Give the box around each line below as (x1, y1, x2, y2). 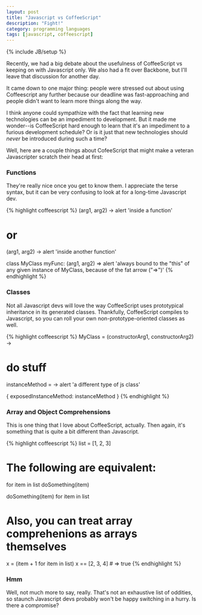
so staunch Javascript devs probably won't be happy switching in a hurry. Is (6, 596, 197, 603)
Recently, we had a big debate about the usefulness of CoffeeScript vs (6, 60, 183, 67)
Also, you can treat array (6, 514, 133, 528)
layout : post (6, 8, 39, 15)
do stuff (6, 361, 47, 374)
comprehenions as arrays (6, 527, 138, 541)
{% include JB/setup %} (6, 48, 67, 55)
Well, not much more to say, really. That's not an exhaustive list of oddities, (6, 589, 193, 596)
